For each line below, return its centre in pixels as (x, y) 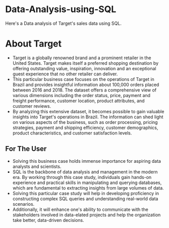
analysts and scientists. (37, 166)
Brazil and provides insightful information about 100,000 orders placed (86, 84)
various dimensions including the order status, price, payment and (81, 95)
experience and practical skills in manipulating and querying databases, (87, 183)
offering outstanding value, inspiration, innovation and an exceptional (84, 68)
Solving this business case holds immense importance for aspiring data (87, 161)
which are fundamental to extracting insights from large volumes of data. (88, 188)
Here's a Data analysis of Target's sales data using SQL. (64, 23)
